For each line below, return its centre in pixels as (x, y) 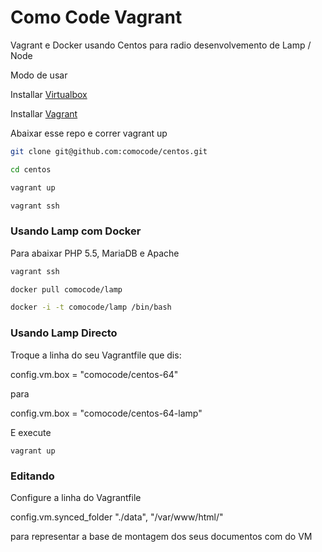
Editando (32, 476)
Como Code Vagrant (96, 17)
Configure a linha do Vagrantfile (76, 497)
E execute (31, 432)
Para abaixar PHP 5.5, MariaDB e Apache (95, 253)
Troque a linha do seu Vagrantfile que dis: (96, 355)
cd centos (31, 169)
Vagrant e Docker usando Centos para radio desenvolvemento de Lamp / (161, 45)
